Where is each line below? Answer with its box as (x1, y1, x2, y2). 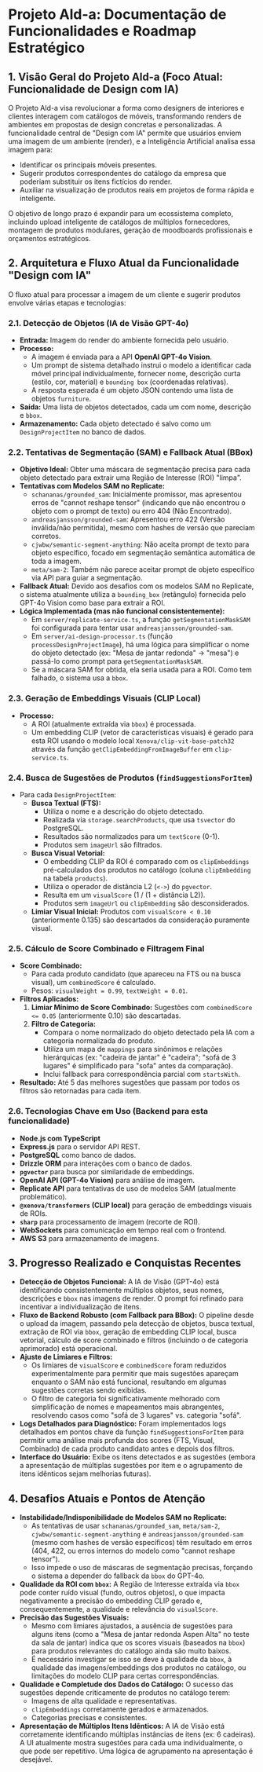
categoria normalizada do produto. (42, 1036, 155, 1045)
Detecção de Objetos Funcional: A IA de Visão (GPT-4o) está (19, 1277, 220, 1287)
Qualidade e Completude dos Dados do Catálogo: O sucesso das (19, 1679, 234, 1690)
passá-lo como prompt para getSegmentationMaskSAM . (31, 657, 203, 666)
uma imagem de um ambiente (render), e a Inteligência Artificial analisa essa (8, 137, 256, 146)
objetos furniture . (31, 394, 92, 404)
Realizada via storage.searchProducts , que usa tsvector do (42, 815, 236, 824)
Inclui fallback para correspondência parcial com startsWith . (42, 1070, 241, 1079)
